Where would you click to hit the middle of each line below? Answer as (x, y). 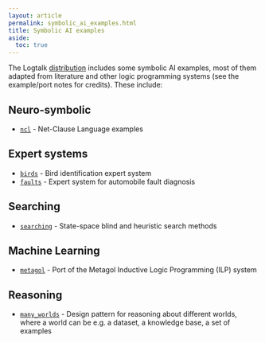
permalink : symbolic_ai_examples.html (72, 23)
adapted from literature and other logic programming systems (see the (124, 76)
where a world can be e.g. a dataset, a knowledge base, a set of (125, 322)
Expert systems (48, 154)
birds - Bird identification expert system (86, 173)
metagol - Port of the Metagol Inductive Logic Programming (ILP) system (138, 270)
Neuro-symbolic (50, 109)
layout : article (35, 16)
